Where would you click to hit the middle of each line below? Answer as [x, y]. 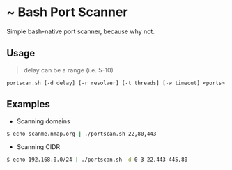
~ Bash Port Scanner [67, 12]
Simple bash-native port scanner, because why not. [80, 31]
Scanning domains [43, 121]
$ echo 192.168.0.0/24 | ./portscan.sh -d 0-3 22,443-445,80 [97, 160]
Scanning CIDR [38, 147]
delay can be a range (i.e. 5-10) [69, 70]
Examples [28, 104]
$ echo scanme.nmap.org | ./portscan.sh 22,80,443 [82, 134]
